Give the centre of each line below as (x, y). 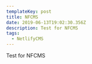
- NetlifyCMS (28, 39)
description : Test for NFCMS (42, 28)
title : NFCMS (22, 17)
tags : (13, 33)
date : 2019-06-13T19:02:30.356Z (46, 22)
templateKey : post (29, 11)
